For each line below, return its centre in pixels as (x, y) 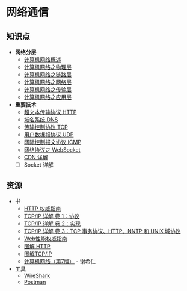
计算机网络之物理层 (48, 67)
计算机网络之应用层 (48, 97)
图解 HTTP (37, 246)
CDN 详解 (36, 157)
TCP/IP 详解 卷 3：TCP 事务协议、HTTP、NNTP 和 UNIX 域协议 (102, 231)
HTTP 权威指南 (42, 209)
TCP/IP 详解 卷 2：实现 (52, 224)
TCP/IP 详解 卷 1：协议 (52, 216)
